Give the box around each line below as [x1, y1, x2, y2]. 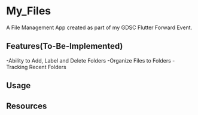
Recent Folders [29, 63, 67, 70]
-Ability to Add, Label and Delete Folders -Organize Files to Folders [6, 57, 172, 64]
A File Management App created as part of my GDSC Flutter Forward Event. [6, 24, 193, 31]
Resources [6, 101, 47, 111]
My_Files [6, 4, 51, 18]
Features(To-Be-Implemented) [6, 41, 123, 51]
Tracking [6, 63, 28, 70]
